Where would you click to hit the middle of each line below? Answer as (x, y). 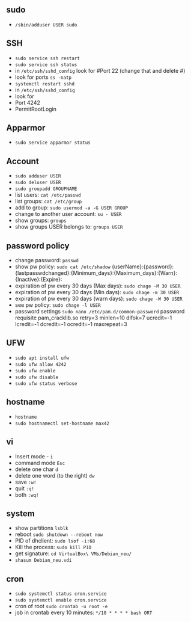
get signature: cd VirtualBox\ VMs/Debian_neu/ (73, 553)
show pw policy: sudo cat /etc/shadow (63, 266)
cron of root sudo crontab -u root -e (61, 606)
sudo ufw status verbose (46, 383)
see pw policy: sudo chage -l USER (58, 305)
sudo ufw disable (37, 377)
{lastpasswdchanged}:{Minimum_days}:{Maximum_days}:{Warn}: (96, 273)
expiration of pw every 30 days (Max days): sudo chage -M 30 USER (98, 286)
